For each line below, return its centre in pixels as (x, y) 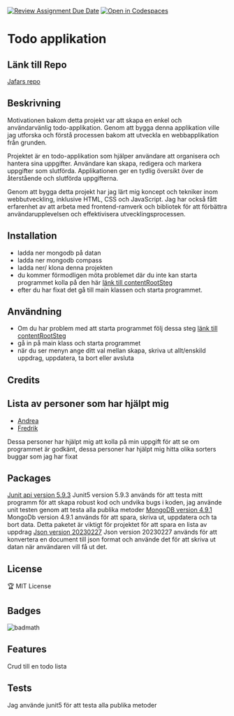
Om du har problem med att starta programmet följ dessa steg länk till (117, 329)
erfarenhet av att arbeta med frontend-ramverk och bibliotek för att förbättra (117, 207)
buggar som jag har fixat (43, 456)
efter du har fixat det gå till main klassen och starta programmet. (110, 290)
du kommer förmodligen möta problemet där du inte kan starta (107, 275)
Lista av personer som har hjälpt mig (88, 404)
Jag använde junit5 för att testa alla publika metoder (82, 705)
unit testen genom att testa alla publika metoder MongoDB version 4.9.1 (110, 510)
